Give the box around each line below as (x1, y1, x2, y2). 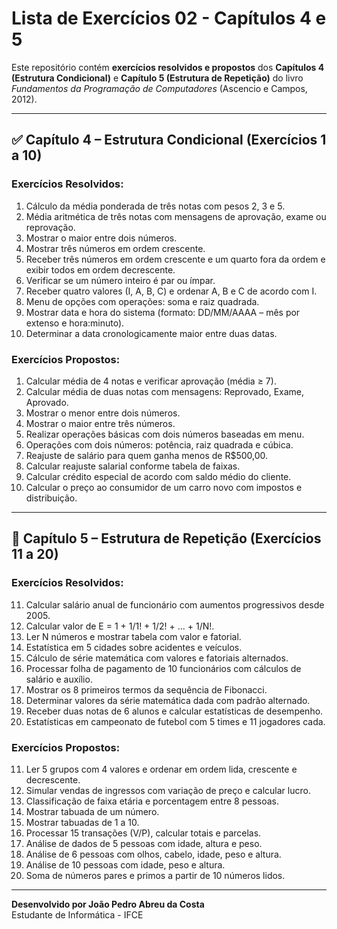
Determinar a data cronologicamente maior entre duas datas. (25, 327, 278, 339)
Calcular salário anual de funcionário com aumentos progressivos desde (25, 598, 325, 611)
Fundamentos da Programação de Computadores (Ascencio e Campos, (11, 82, 308, 94)
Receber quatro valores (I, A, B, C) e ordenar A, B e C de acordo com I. (25, 285, 318, 297)
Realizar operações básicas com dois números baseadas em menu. (25, 428, 305, 440)
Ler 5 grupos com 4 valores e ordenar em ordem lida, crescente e (25, 763, 298, 775)
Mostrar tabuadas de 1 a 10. (25, 816, 140, 828)
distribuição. (25, 492, 78, 504)
